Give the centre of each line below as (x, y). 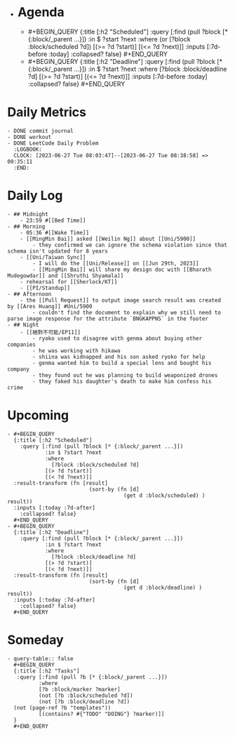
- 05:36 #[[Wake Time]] (55, 232)
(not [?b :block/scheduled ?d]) (86, 696)
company (19, 369)
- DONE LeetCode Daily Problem (53, 143)
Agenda (41, 12)
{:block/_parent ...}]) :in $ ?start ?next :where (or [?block (109, 39)
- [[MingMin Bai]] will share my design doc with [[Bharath (122, 270)
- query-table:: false (40, 658)
